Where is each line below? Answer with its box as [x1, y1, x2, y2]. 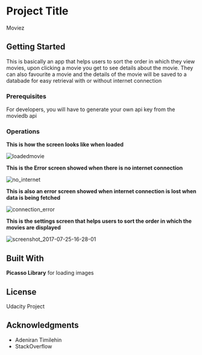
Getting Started [6, 42, 66, 52]
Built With [6, 253, 44, 263]
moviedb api [6, 112, 37, 120]
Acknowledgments [6, 320, 80, 330]
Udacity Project [6, 302, 45, 310]
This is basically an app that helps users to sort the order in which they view [6, 57, 195, 65]
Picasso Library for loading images [6, 269, 94, 277]
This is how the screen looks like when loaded [6, 141, 124, 149]
